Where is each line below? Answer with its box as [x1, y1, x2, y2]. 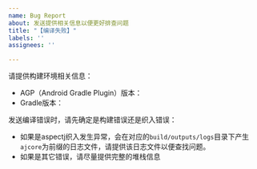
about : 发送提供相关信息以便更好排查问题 [8, 19, 130, 27]
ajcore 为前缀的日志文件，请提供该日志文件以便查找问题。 [19, 142, 211, 151]
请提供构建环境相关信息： [8, 71, 93, 81]
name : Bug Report [8, 11, 66, 20]
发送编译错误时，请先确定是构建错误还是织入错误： [8, 115, 177, 124]
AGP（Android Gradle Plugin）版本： [19, 88, 143, 98]
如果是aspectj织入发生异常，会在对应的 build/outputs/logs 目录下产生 [19, 132, 250, 142]
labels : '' [8, 33, 45, 42]
